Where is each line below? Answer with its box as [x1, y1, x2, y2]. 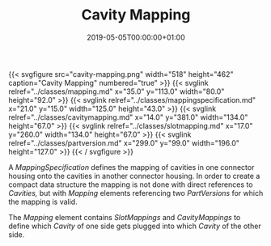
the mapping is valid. [8, 197, 78, 206]
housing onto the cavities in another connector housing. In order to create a [8, 171, 260, 180]
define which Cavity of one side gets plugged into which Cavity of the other [8, 221, 261, 231]
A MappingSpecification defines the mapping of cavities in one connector [8, 162, 255, 172]
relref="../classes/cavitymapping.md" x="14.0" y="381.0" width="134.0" [8, 112, 248, 122]
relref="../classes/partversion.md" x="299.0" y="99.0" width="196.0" [8, 138, 240, 147]
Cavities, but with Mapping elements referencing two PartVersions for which [8, 188, 264, 197]
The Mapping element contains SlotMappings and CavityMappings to [8, 212, 241, 222]
